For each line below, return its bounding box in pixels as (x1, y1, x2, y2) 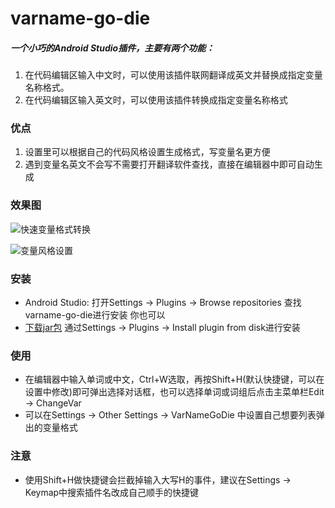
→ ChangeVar (24, 397, 82, 409)
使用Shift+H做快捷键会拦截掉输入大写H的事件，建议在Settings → (24, 473, 292, 486)
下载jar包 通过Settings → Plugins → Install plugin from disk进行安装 (24, 322, 301, 334)
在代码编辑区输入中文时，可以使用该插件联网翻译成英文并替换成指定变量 (24, 69, 323, 81)
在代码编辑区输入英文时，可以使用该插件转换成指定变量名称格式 (24, 94, 288, 106)
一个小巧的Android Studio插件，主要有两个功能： (10, 42, 215, 54)
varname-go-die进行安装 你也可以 (24, 309, 166, 321)
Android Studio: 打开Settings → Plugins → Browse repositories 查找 (24, 297, 302, 309)
